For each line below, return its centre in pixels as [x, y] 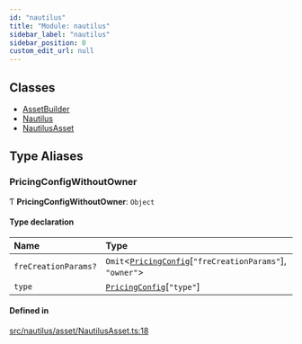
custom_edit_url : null [52, 51]
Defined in [29, 311]
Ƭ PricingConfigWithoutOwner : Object [82, 201]
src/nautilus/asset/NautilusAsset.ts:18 [79, 331]
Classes [32, 88]
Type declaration [42, 222]
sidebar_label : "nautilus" [60, 34]
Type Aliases [46, 157]
